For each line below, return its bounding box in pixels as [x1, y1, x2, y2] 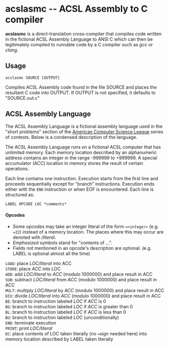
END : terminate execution [5, 320, 57, 326]
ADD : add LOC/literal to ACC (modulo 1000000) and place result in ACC [5, 271, 153, 277]
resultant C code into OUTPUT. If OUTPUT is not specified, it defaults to [5, 90, 156, 96]
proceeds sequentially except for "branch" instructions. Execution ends [5, 181, 155, 187]
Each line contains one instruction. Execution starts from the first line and [5, 175, 158, 181]
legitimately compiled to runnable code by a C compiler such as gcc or [5, 41, 153, 47]
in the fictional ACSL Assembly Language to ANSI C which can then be [5, 36, 153, 42]
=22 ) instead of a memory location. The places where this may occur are [12, 228, 164, 235]
